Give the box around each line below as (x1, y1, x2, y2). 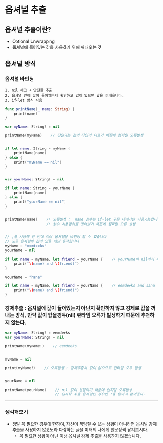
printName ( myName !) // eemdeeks (5, 344, 77, 349)
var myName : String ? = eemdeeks (5, 330, 70, 335)
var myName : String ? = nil (5, 124, 60, 129)
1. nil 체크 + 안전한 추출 (5, 88, 52, 93)
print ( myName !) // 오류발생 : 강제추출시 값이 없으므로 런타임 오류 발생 (5, 365, 142, 370)
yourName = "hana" (5, 275, 42, 279)
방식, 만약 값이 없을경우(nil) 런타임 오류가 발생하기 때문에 (15, 312, 140, 318)
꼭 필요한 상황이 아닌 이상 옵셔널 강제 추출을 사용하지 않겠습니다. (19, 433, 141, 439)
